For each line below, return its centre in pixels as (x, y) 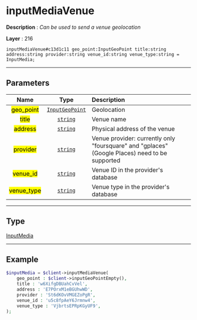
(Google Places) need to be (130, 153)
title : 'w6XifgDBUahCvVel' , (52, 284)
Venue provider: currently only (134, 138)
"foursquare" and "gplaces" (130, 145)
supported (106, 160)
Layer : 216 (20, 38)
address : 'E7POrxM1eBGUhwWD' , (55, 289)
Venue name (109, 119)
